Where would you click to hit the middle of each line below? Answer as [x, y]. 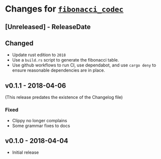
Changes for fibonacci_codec [64, 9]
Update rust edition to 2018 [39, 55]
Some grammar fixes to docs [41, 126]
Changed [19, 43]
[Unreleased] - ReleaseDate [48, 27]
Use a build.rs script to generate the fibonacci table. [65, 60]
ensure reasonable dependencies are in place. [59, 70]
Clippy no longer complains [39, 120]
